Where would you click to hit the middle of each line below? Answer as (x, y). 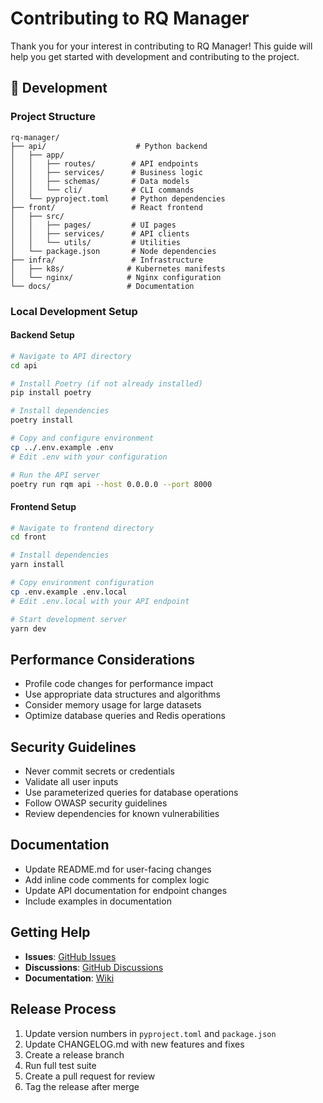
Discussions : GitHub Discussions (94, 967)
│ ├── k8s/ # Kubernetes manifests (118, 268)
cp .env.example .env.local (69, 592)
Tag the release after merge (82, 1086)
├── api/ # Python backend (109, 146)
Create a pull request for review (90, 1076)
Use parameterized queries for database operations (131, 793)
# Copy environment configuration (82, 583)
